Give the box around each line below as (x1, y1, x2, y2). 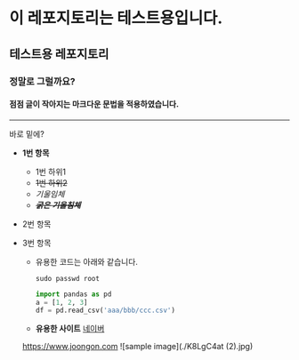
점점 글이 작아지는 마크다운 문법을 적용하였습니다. (9, 99, 180, 109)
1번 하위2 (35, 177, 69, 188)
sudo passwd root (35, 274, 101, 283)
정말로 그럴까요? (9, 75, 76, 87)
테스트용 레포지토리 (9, 46, 109, 61)
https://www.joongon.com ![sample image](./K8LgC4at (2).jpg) (21, 341, 254, 352)
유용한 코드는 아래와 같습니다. (35, 256, 138, 267)
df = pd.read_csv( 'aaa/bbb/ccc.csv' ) (35, 306, 176, 316)
